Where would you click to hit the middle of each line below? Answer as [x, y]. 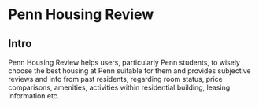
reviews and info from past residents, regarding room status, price [115, 79]
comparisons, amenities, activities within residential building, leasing [119, 87]
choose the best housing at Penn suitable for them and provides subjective [130, 71]
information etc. [34, 96]
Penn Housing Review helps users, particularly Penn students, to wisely [124, 62]
